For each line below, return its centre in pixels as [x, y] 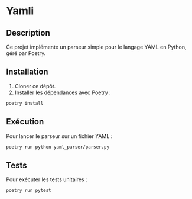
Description [28, 33]
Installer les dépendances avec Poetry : [63, 92]
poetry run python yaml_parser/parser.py [58, 147]
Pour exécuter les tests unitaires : [47, 179]
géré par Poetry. [26, 53]
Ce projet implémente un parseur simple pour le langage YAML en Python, [97, 47]
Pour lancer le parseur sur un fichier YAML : [59, 136]
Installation [27, 72]
